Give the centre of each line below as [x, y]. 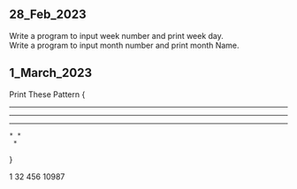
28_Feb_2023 [48, 15]
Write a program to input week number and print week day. [116, 35]
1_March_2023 [51, 73]
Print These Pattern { [47, 94]
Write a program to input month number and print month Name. [125, 45]
